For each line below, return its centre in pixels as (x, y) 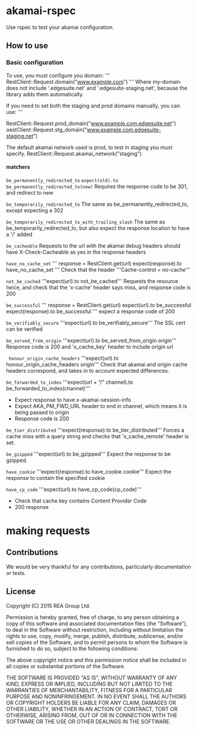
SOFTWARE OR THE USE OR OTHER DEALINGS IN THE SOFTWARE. (89, 721)
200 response (31, 507)
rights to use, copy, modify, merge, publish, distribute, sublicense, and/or (95, 636)
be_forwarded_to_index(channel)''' (48, 388)
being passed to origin (42, 412)
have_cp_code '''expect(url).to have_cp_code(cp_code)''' (74, 489)
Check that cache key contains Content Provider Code (81, 501)
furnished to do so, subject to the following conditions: (72, 648)
